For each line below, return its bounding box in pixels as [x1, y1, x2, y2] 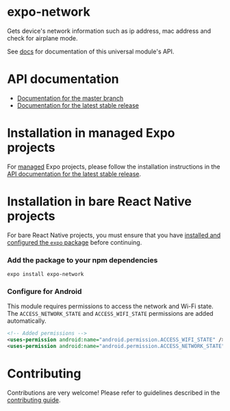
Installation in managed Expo [7, 125, 175, 141]
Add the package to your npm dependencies [7, 255, 158, 264]
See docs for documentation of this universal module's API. [7, 47, 175, 55]
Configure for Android [7, 286, 82, 296]
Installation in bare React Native [7, 194, 192, 209]
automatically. [7, 316, 47, 325]
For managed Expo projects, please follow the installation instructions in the [7, 162, 220, 171]
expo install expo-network [7, 271, 84, 278]
